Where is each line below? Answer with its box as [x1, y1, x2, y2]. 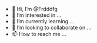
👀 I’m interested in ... [11, 12, 62, 19]
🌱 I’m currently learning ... [11, 18, 75, 24]
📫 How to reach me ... [11, 31, 66, 37]
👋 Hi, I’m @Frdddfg [11, 6, 58, 12]
